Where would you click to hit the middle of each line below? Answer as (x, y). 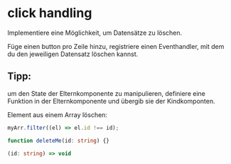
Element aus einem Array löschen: (58, 114)
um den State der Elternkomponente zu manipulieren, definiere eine (107, 93)
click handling (50, 13)
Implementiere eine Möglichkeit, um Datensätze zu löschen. (95, 33)
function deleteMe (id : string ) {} (59, 141)
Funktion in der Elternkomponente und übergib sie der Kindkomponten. (111, 101)
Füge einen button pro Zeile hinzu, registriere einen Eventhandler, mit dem (116, 46)
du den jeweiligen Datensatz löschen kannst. (73, 54)
